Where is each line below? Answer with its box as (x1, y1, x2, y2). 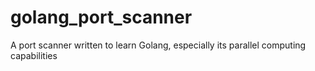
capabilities (10, 49, 58, 61)
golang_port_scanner (10, 6, 193, 29)
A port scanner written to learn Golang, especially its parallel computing (10, 39, 307, 51)
